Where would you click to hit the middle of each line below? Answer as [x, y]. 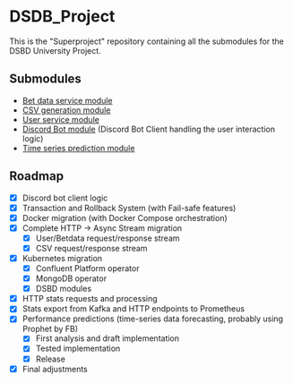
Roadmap [37, 176]
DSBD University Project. [55, 50]
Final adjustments [55, 369]
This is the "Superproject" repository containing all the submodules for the [146, 41]
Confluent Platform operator [87, 268]
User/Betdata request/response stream [108, 238]
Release [50, 359]
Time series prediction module [78, 148]
